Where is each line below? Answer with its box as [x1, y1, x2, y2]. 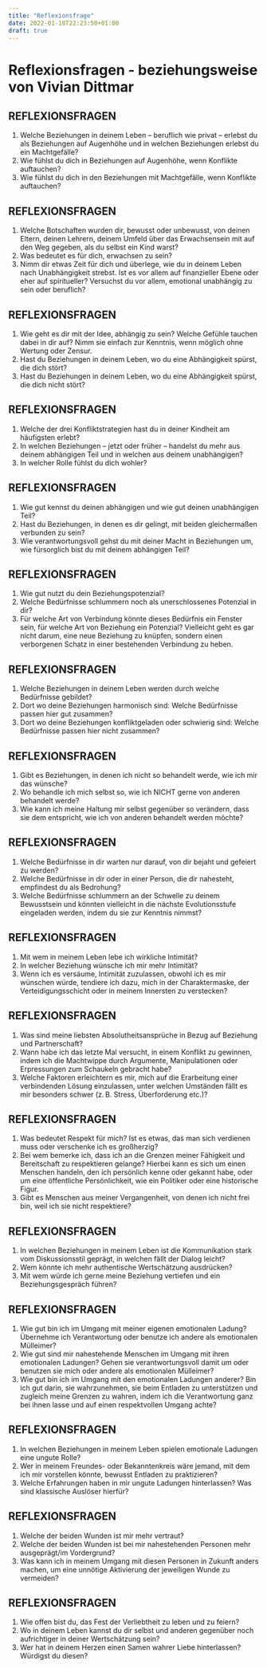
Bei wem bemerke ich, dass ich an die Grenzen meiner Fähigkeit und [19, 1151, 245, 1160]
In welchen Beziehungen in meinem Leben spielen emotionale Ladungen [19, 1444, 258, 1454]
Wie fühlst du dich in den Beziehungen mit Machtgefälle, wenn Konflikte [19, 173, 257, 182]
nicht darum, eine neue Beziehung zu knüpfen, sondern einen [19, 631, 223, 641]
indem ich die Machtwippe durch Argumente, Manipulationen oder [19, 1055, 238, 1065]
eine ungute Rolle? [19, 1452, 81, 1462]
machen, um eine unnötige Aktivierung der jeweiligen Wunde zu [19, 1564, 230, 1574]
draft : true [8, 26, 48, 34]
